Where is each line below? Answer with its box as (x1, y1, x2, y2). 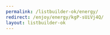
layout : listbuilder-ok (5, 20, 66, 26)
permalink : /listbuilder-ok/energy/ (5, 8, 98, 15)
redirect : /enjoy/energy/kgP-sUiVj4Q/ (5, 14, 104, 20)
